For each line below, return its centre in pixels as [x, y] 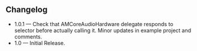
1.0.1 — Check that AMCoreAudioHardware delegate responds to [94, 24]
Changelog [27, 10]
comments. [28, 36]
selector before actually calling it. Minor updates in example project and [103, 30]
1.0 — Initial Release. [40, 43]
